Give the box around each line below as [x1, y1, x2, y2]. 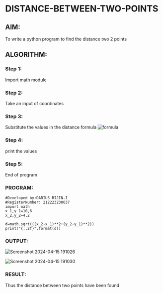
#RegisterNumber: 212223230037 [5, 200, 70, 205]
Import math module [5, 77, 47, 83]
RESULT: [5, 271, 26, 278]
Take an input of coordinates [5, 100, 64, 106]
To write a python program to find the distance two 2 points [5, 36, 127, 42]
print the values [5, 148, 37, 154]
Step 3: [5, 113, 23, 120]
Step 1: [5, 65, 22, 72]
